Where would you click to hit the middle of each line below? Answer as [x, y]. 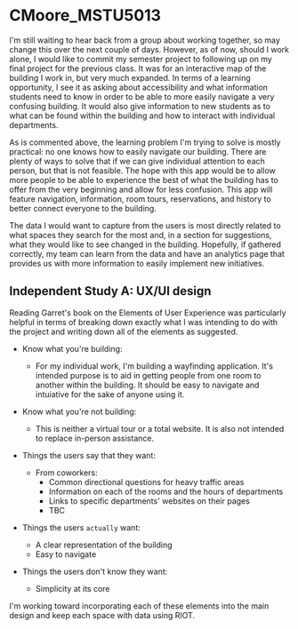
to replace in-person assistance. [94, 438]
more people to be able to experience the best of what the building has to [144, 179]
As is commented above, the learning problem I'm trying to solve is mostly [145, 142]
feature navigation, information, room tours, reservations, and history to [140, 199]
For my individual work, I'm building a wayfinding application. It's [154, 366]
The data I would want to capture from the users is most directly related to [145, 225]
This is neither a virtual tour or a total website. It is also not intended [160, 428]
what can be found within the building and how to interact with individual [142, 115]
